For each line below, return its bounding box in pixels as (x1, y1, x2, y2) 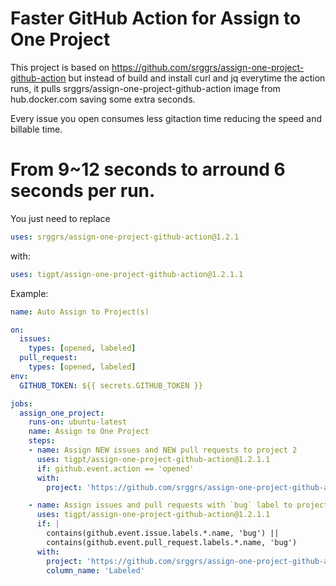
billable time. (10, 123, 63, 135)
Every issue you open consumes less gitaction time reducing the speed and (10, 112, 322, 124)
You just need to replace (10, 212, 111, 224)
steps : (28, 436, 56, 446)
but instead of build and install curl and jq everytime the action (68, 72, 326, 84)
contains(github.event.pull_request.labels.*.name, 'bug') (46, 537, 298, 547)
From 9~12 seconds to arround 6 (10, 158, 286, 181)
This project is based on (10, 61, 110, 73)
